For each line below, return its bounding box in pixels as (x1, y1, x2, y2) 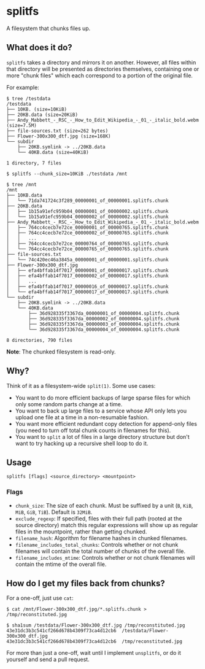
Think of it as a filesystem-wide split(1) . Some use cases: (6, 382, 156, 389)
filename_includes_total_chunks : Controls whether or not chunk (15, 541, 179, 548)
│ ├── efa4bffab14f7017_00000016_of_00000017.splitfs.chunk (6, 284, 169, 290)
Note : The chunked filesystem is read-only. (6, 348, 116, 355)
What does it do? (6, 42, 72, 53)
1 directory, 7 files (6, 160, 62, 166)
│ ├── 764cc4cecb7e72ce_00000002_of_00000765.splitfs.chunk (6, 230, 169, 236)
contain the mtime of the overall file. (15, 560, 107, 568)
